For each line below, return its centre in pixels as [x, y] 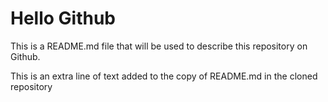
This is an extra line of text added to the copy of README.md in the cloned [164, 76]
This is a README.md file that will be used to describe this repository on [159, 46]
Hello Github [63, 18]
